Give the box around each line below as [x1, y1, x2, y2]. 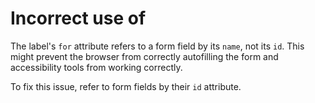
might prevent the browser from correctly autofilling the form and [10, 50, 279, 62]
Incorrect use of [10, 7, 147, 30]
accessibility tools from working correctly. [10, 61, 183, 73]
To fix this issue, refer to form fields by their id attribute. [10, 80, 242, 92]
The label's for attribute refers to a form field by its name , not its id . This [10, 40, 305, 52]
